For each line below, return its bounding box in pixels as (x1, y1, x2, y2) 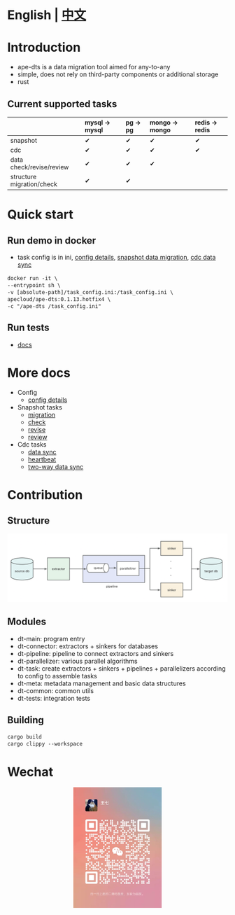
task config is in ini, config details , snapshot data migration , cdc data (17, 253, 216, 261)
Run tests (7, 322, 50, 334)
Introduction (7, 40, 81, 55)
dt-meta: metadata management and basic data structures (17, 679, 187, 687)
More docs (7, 365, 71, 381)
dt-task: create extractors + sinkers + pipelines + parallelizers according (17, 664, 226, 673)
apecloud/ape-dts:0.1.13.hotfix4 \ (7, 295, 111, 302)
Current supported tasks (7, 98, 117, 110)
